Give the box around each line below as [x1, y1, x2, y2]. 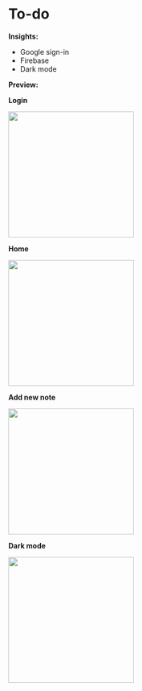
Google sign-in [19, 47, 70, 56]
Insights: [8, 31, 39, 41]
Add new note [8, 392, 56, 402]
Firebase [19, 56, 50, 65]
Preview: [8, 80, 39, 89]
